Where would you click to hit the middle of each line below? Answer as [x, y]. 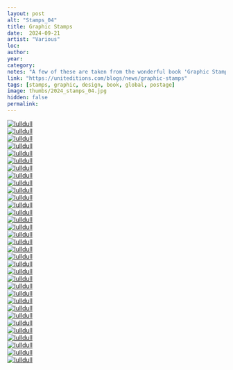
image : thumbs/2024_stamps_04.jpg [57, 91]
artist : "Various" [34, 40]
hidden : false [28, 98]
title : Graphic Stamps [40, 26]
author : [18, 53]
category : [21, 65]
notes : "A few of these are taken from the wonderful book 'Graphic [108, 72]
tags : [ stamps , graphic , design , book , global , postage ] [91, 85]
